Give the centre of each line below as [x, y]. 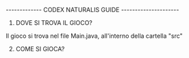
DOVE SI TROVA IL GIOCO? [54, 23]
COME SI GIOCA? [40, 49]
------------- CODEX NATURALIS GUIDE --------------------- [92, 10]
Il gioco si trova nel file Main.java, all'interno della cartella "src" [94, 36]
